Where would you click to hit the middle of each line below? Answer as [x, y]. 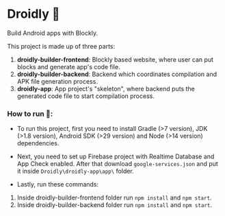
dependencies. [38, 143]
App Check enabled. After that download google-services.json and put [118, 164]
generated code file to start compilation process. [86, 96]
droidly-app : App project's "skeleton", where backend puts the [106, 88]
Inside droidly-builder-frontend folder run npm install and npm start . [114, 197]
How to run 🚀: [30, 114]
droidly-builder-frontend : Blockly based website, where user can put [115, 59]
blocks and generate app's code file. [69, 67]
